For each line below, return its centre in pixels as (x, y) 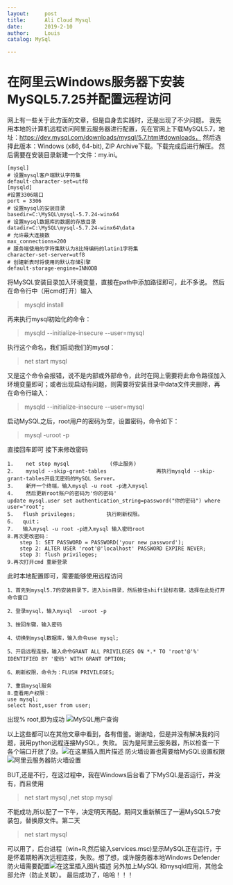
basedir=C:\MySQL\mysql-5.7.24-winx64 (63, 215)
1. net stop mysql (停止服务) (72, 464)
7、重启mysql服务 (29, 686)
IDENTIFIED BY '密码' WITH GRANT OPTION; (67, 659)
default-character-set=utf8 (48, 181)
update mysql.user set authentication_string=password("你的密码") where (114, 501)
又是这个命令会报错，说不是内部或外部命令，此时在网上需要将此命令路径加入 (116, 375)
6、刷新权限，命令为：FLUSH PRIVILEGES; (61, 673)
